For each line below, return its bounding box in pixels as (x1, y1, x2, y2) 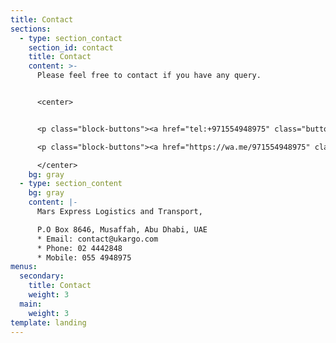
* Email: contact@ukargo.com (36, 234, 159, 244)
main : (19, 299, 43, 309)
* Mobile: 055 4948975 (36, 252, 132, 263)
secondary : (19, 271, 65, 281)
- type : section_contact (19, 33, 123, 43)
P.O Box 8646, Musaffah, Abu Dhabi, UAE (36, 224, 208, 235)
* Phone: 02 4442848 (36, 243, 123, 253)
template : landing (10, 317, 87, 328)
